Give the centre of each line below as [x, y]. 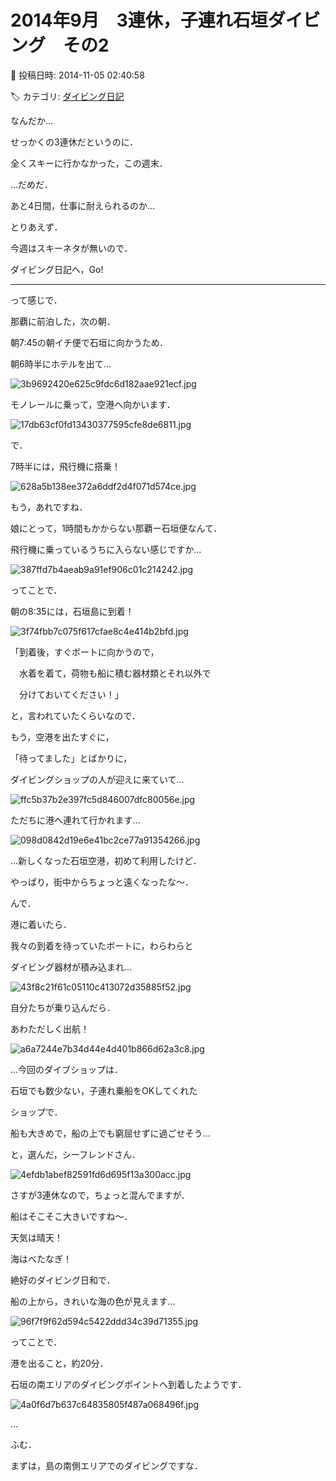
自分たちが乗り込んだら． [63, 1007]
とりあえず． [36, 227]
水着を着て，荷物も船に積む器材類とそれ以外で [115, 673]
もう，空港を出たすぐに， [62, 737]
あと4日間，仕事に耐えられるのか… [83, 205]
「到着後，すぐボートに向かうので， [85, 652]
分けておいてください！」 [71, 694]
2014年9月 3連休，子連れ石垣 [139, 20]
